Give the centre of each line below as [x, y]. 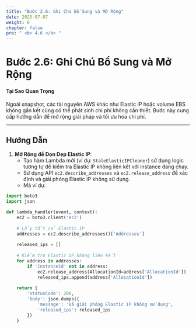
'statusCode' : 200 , [51, 294]
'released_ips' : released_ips [74, 310]
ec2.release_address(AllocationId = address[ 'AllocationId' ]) [112, 272]
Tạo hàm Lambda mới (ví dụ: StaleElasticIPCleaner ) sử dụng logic [103, 161]
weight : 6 [18, 22]
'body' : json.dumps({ [53, 299]
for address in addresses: [49, 261]
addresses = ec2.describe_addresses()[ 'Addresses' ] [80, 234]
